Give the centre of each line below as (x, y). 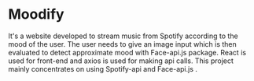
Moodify (36, 14)
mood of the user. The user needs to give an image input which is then (123, 44)
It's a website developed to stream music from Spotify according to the (123, 36)
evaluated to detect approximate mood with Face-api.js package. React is (127, 52)
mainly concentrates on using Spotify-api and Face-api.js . (103, 69)
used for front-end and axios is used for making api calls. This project (121, 61)
